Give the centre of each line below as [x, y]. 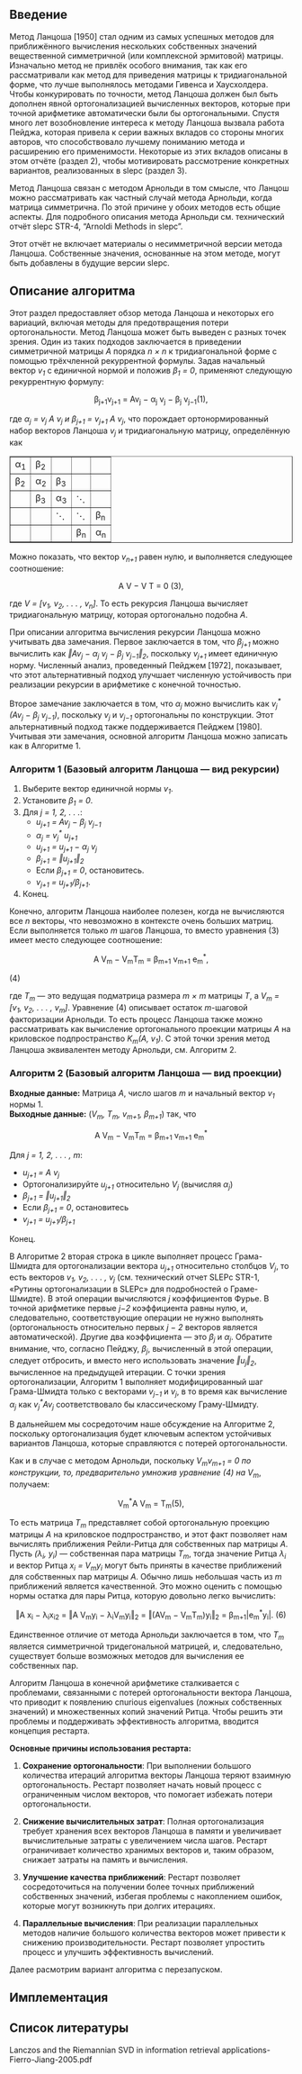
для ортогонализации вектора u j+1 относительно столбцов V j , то [166, 1267]
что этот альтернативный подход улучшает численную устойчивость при [151, 675]
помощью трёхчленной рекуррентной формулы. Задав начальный [137, 360]
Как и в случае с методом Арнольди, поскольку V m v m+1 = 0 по [130, 1461]
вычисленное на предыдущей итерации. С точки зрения [118, 1372]
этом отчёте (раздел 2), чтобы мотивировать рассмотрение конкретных [149, 160]
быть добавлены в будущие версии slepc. [90, 263]
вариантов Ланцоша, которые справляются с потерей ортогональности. [148, 1443]
